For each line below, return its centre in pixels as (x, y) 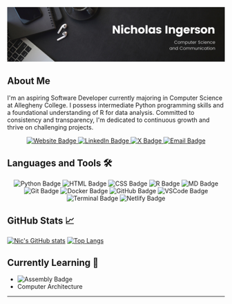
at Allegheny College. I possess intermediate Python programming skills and (116, 105)
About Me (29, 81)
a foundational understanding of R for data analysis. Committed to (101, 112)
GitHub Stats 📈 (41, 221)
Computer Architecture (50, 287)
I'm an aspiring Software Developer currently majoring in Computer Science (115, 98)
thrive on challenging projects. (50, 127)
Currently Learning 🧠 (53, 262)
